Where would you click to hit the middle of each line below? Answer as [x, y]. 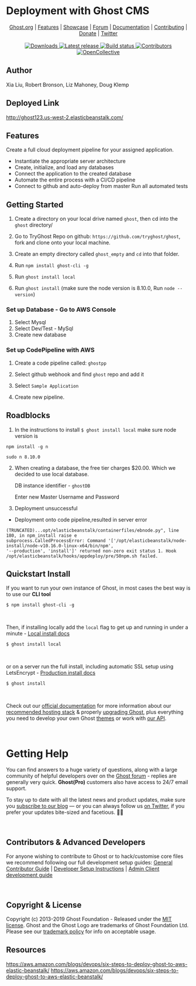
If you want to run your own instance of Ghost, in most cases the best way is [98, 588]
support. [16, 789]
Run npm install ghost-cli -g [51, 265]
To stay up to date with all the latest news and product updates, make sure [96, 800]
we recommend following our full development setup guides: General [89, 863]
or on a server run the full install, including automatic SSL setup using [90, 667]
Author [19, 71]
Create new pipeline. [39, 397]
